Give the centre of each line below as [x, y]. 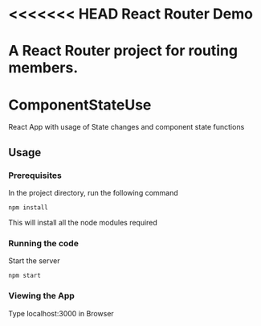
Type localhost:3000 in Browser [61, 313]
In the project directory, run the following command [93, 193]
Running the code [43, 243]
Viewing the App [41, 296]
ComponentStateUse [80, 105]
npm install [28, 208]
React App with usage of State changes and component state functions [126, 127]
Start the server [34, 261]
